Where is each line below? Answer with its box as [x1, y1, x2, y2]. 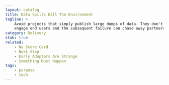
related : [5, 40, 24, 45]
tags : [5, 63, 17, 68]
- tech [14, 72, 28, 77]
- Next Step [14, 49, 39, 54]
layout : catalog [5, 7, 39, 12]
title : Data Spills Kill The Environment [5, 12, 94, 17]
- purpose [14, 68, 35, 73]
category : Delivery [5, 30, 46, 35]
